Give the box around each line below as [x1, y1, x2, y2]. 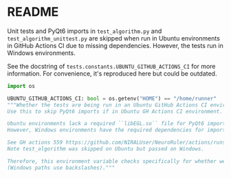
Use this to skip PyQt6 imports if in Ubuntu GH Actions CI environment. [7, 108, 223, 115]
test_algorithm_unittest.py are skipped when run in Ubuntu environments [7, 34, 220, 42]
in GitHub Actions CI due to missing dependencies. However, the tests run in [7, 41, 223, 49]
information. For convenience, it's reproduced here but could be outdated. [7, 69, 217, 78]
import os [7, 82, 36, 89]
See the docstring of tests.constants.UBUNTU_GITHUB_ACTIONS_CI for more [7, 62, 216, 70]
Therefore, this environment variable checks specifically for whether [7, 157, 217, 165]
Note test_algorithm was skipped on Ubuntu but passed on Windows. [7, 146, 205, 153]
